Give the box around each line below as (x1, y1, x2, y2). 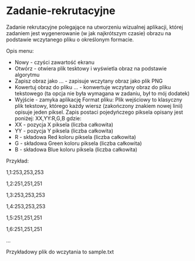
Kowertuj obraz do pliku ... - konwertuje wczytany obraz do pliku (14, 83, 172, 90)
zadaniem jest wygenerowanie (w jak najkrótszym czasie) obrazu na (6, 29, 172, 36)
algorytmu (14, 71, 40, 78)
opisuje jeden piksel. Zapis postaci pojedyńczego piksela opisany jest (14, 109, 183, 116)
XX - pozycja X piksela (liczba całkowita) (14, 121, 113, 128)
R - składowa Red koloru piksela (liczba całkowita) (14, 133, 136, 140)
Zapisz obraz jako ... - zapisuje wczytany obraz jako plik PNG (14, 77, 163, 84)
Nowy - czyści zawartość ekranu (14, 59, 95, 66)
